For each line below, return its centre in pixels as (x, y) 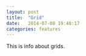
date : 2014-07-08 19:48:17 (43, 23)
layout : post (23, 12)
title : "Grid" (25, 18)
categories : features (34, 29)
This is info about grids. (36, 46)
